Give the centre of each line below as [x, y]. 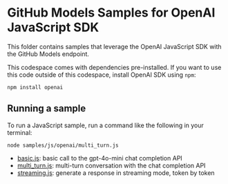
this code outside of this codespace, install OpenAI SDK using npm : [102, 75]
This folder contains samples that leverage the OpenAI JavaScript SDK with [115, 46]
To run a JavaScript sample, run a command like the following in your [105, 125]
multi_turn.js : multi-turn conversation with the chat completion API [111, 165]
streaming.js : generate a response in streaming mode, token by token [116, 173]
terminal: [20, 132]
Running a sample [47, 109]
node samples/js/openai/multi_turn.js [63, 145]
